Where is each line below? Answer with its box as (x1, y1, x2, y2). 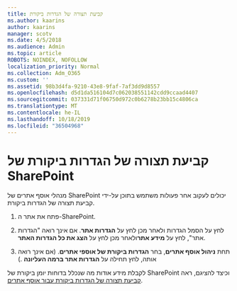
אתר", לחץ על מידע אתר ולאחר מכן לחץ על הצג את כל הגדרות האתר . (17, 234, 206, 242)
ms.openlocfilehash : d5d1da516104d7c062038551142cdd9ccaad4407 (7, 89, 199, 96)
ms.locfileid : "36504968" (7, 122, 84, 130)
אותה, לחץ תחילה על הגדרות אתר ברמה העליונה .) (17, 255, 157, 263)
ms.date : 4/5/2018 (7, 37, 62, 44)
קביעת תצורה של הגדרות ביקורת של (7, 153, 209, 169)
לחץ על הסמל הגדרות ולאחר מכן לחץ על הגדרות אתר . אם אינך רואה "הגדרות (17, 226, 225, 234)
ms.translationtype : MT (7, 103, 78, 110)
